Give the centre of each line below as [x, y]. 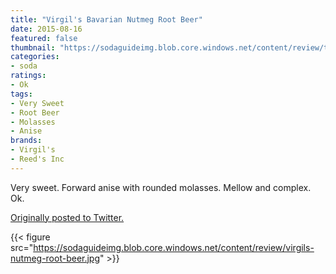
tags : [21, 94]
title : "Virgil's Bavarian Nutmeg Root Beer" [106, 19]
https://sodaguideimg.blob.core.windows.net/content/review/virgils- [174, 247]
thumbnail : [33, 47]
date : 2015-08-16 [46, 29]
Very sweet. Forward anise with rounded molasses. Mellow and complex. [161, 187]
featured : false [44, 38]
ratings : [28, 76]
